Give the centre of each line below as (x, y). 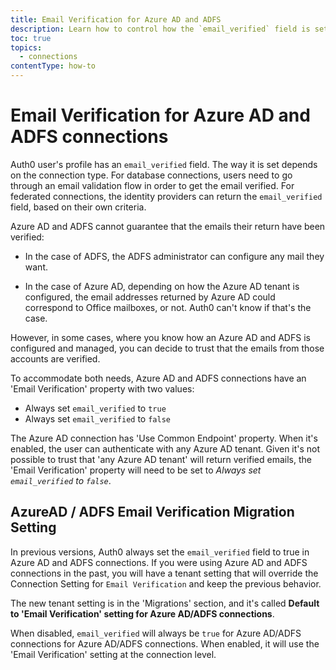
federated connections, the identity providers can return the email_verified (166, 196)
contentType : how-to (53, 66)
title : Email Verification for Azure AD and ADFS (116, 19)
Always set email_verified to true (95, 408)
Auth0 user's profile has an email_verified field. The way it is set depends (164, 164)
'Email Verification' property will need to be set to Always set (136, 470)
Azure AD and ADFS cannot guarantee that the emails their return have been (168, 226)
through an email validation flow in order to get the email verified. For (152, 185)
